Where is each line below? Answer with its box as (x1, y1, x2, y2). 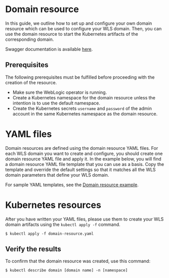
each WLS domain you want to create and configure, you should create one (5, 150, 163, 156)
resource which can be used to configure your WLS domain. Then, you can (5, 25, 162, 31)
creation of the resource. (5, 79, 57, 85)
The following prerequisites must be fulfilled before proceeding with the (5, 74, 155, 80)
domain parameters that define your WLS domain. (5, 172, 109, 178)
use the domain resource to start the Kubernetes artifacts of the (5, 31, 138, 37)
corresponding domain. (5, 36, 54, 42)
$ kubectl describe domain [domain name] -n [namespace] (5, 268, 128, 273)
